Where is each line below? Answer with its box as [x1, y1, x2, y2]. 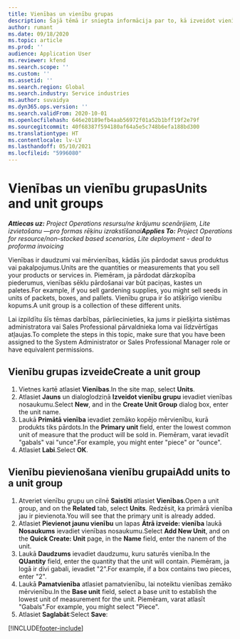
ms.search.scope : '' [8, 63, 70, 71]
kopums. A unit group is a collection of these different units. [8, 301, 182, 310]
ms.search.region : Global [8, 83, 85, 91]
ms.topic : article [8, 37, 63, 44]
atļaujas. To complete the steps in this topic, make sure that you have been [8, 329, 226, 339]
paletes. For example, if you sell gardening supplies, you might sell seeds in [8, 286, 228, 295]
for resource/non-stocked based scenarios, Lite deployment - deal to [8, 234, 212, 242]
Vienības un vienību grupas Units [8, 180, 208, 197]
